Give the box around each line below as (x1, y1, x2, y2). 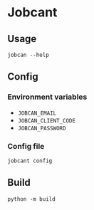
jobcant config (7, 157, 53, 164)
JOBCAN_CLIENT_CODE (17, 117, 76, 125)
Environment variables (7, 92, 88, 102)
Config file (7, 141, 45, 151)
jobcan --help (7, 51, 50, 58)
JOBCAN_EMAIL (17, 110, 57, 117)
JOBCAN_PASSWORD (17, 125, 66, 132)
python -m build (7, 195, 56, 203)
